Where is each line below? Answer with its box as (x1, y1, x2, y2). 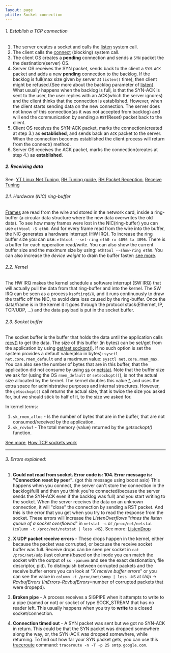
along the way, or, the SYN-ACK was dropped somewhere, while (12, 631, 148, 637)
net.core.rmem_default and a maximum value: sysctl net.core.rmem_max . (5, 356, 159, 362)
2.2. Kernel (5, 264, 28, 270)
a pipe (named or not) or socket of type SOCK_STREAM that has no (12, 600, 154, 606)
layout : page (5, 7, 33, 13)
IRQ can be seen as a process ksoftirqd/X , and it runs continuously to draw (5, 291, 164, 297)
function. (12, 430, 32, 436)
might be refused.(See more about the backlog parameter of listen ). (12, 81, 155, 88)
